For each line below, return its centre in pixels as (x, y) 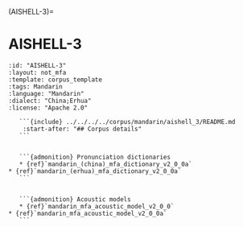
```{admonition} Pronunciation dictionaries (95, 157)
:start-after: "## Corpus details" (82, 129)
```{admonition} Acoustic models (75, 199)
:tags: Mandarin (35, 87)
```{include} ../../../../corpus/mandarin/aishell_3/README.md (127, 122)
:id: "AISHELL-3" (37, 65)
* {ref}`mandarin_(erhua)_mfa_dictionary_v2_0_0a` (95, 171)
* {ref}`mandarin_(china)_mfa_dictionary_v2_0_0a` (106, 164)
